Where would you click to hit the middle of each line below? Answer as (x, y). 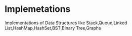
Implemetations (38, 9)
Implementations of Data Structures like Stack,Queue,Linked (66, 23)
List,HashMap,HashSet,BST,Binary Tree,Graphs (53, 28)
